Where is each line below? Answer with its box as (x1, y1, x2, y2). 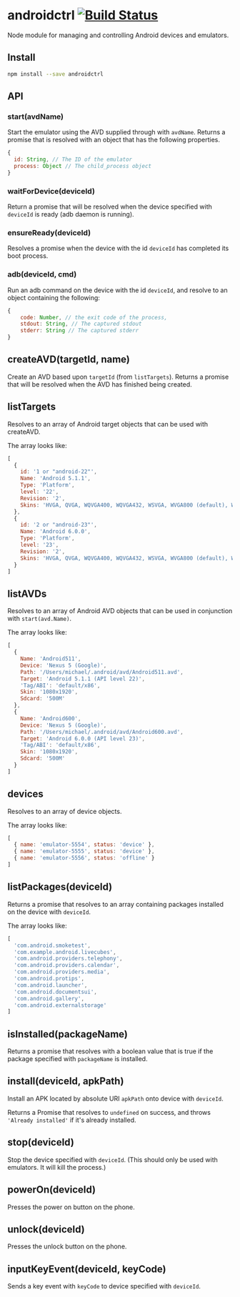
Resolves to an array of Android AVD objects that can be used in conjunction (7, 607, 233, 615)
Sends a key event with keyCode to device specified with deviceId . (7, 1282, 201, 1291)
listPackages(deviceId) (7, 881, 113, 893)
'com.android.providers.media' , (14, 968, 111, 975)
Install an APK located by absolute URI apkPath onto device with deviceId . (7, 1094, 224, 1103)
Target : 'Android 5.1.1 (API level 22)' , (20, 675, 145, 682)
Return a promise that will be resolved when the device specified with (7, 202, 213, 211)
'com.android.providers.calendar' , (14, 962, 120, 969)
